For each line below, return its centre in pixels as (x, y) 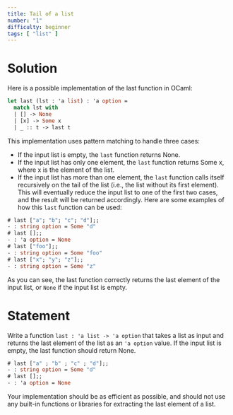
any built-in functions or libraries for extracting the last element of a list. (112, 404)
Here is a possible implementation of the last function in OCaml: (100, 88)
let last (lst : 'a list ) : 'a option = (68, 101)
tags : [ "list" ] (33, 34)
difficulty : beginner (39, 27)
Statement (39, 316)
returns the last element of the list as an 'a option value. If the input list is (114, 343)
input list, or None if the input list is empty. (67, 287)
